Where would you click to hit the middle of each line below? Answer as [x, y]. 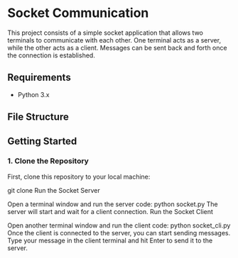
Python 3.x [33, 94]
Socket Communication [78, 13]
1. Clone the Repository [48, 161]
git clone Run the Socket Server [54, 190]
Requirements [39, 78]
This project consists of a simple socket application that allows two [106, 33]
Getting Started [42, 141]
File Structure [38, 117]
